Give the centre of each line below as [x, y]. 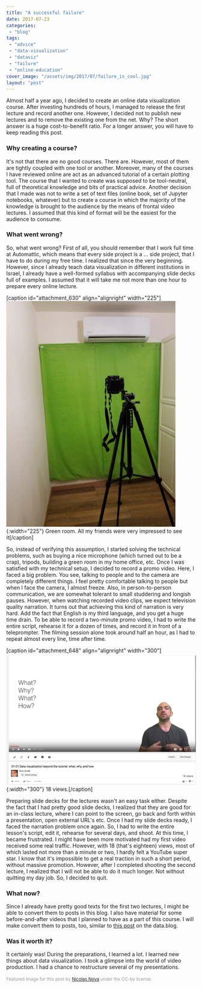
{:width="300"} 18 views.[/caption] [50, 789]
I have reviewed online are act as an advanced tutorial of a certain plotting [98, 174]
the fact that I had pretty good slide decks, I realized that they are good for [99, 807]
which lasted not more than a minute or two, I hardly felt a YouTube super [97, 852]
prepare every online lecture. [42, 286]
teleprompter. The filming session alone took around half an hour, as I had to [101, 632]
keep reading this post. [35, 133]
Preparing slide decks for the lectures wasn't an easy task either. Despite [97, 801]
